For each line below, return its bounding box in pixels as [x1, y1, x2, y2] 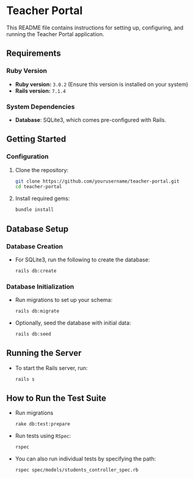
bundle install [15, 206, 54, 213]
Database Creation [6, 242, 63, 251]
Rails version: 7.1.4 [15, 87, 66, 94]
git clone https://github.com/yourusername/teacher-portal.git [15, 178, 180, 184]
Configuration [6, 153, 49, 161]
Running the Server [6, 348, 82, 358]
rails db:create [15, 268, 57, 274]
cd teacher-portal [15, 184, 62, 190]
